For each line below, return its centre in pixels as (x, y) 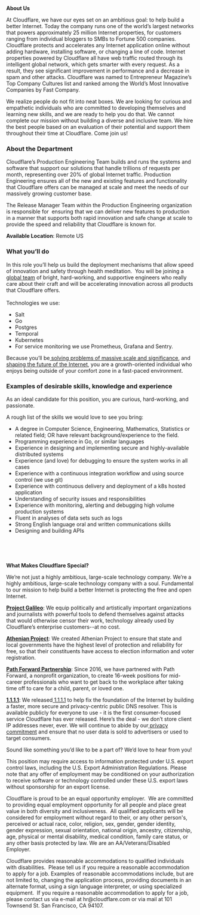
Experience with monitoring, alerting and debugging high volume (95, 505)
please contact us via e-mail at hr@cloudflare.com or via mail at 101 (89, 899)
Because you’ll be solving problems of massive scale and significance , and (99, 358)
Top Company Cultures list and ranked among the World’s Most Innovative (98, 83)
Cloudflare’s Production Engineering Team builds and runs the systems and (99, 162)
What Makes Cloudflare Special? (48, 565)
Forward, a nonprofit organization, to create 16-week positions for (87, 675)
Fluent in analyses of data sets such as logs (69, 518)
